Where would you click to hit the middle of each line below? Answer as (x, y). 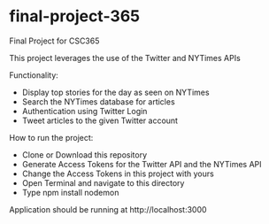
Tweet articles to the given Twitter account (100, 120)
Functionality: (34, 75)
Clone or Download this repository (85, 154)
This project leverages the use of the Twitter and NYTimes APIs (125, 58)
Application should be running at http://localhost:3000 (108, 209)
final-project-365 (75, 16)
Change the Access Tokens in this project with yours (118, 174)
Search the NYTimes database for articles (98, 101)
